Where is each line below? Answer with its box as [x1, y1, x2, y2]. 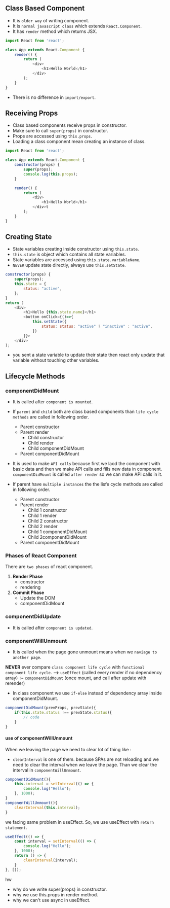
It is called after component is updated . [12, 624, 93, 631]
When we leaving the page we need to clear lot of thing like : [5, 746, 132, 752]
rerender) [5, 680, 25, 686]
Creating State [5, 233, 52, 241]
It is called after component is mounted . [12, 399, 93, 405]
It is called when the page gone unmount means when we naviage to [12, 649, 157, 655]
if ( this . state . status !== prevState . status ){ [14, 710, 112, 715]
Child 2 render [27, 523, 58, 530]
